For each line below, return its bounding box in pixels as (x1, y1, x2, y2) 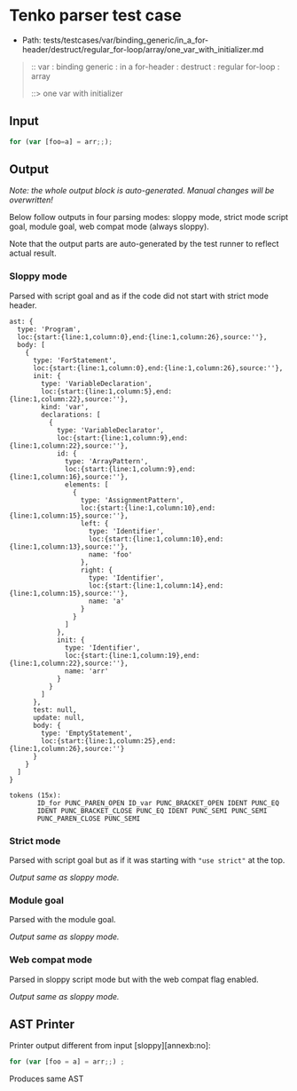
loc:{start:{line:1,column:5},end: (41, 387, 173, 396)
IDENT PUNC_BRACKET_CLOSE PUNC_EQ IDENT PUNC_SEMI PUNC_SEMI (36, 806, 268, 815)
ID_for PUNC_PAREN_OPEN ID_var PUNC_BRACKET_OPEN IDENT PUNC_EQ (36, 798, 279, 808)
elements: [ (65, 480, 109, 489)
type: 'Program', (17, 325, 82, 334)
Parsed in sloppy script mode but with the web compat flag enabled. (9, 974, 259, 984)
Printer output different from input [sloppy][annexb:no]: (9, 1040, 211, 1051)
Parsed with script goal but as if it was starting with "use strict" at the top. (9, 855, 285, 866)
